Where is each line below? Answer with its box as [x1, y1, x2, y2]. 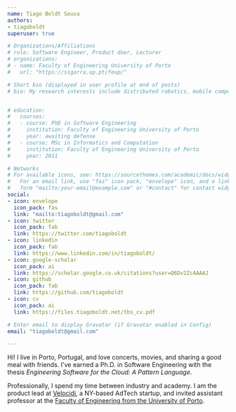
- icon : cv [7, 295, 39, 303]
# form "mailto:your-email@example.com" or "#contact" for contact [7, 185, 216, 192]
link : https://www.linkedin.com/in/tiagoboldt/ [13, 250, 156, 257]
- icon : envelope [7, 197, 58, 204]
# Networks [7, 165, 39, 172]
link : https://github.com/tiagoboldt [13, 289, 124, 296]
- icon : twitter [7, 217, 55, 225]
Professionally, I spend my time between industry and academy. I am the [7, 382, 218, 390]
